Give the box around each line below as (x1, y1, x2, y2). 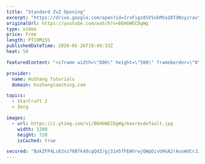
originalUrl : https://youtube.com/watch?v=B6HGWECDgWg (6, 20, 149, 26)
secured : (6, 148, 29, 155)
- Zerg (12, 104, 29, 110)
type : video (6, 26, 37, 32)
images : (6, 115, 26, 121)
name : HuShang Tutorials (12, 76, 75, 82)
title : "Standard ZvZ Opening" (6, 9, 86, 15)
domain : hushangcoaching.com (12, 81, 86, 88)
